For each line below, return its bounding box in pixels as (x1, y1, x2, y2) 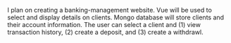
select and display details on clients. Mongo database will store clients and (7, 13, 224, 21)
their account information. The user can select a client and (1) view (7, 21, 201, 28)
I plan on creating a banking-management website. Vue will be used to (7, 6, 213, 14)
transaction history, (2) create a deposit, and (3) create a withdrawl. (7, 28, 204, 36)
